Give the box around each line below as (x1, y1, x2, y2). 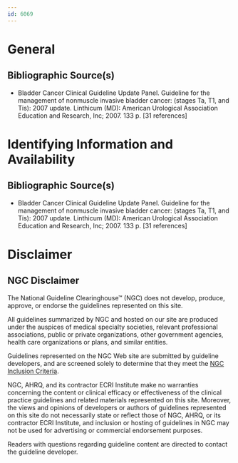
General (7, 41, 56, 57)
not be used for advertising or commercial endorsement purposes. (7, 426, 203, 434)
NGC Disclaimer (7, 275, 80, 287)
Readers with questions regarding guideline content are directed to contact (7, 439, 228, 448)
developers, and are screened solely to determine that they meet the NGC (7, 359, 224, 367)
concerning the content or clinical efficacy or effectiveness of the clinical (7, 388, 222, 397)
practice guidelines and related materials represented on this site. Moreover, (7, 395, 232, 404)
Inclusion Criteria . (7, 367, 59, 375)
